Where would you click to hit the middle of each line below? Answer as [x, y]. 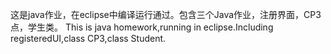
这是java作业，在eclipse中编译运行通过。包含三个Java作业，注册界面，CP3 [166, 14]
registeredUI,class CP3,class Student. [88, 38]
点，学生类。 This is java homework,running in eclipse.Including [142, 27]
